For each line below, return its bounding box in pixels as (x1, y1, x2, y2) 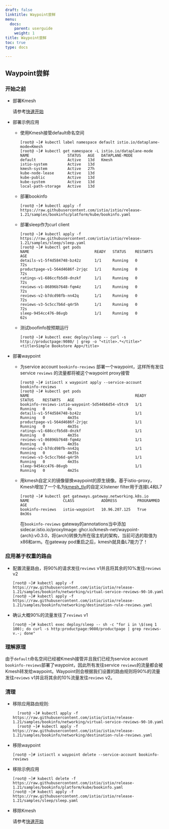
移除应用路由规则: (12, 701, 49, 707)
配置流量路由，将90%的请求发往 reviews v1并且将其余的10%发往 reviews (12, 565, 161, 571)
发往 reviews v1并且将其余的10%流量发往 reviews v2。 (5, 675, 115, 681)
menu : (5, 17, 17, 22)
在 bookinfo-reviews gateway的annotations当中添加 (20, 521, 126, 527)
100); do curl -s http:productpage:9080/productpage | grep (12, 626, 141, 631)
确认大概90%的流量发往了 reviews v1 (12, 612, 88, 618)
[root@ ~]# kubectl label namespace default (20, 140, 115, 145)
